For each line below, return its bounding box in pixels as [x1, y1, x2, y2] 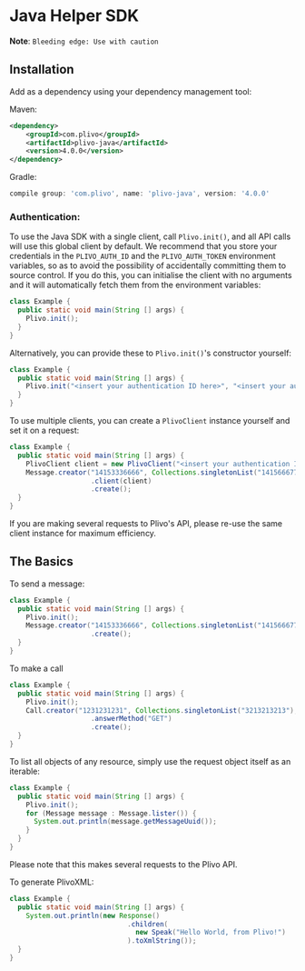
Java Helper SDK [9, 5, 139, 26]
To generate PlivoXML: [9, 876, 94, 887]
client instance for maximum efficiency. [9, 528, 157, 539]
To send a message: [9, 578, 85, 589]
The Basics [9, 554, 74, 569]
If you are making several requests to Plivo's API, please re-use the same [9, 518, 283, 529]
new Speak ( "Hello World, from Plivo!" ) [134, 928, 286, 937]
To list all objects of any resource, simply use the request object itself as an [9, 756, 291, 766]
